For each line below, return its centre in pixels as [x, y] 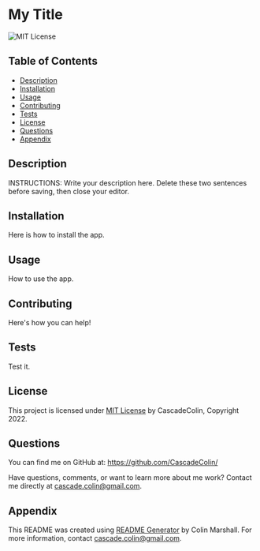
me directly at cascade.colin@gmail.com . [75, 486]
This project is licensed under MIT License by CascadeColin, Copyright [124, 410]
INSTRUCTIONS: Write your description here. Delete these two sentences [128, 182]
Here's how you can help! [50, 322]
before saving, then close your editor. [69, 191]
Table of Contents [53, 61]
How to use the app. [41, 279]
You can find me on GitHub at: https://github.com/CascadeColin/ [113, 463]
